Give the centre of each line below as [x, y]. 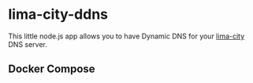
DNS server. [28, 44]
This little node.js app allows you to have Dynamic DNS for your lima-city [126, 36]
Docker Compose [52, 69]
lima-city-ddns [58, 14]
